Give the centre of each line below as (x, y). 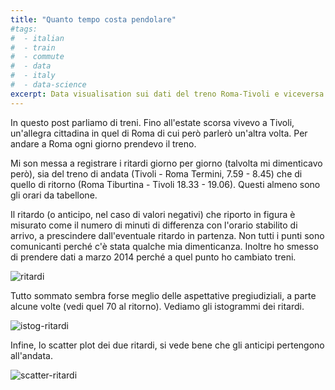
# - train (33, 47)
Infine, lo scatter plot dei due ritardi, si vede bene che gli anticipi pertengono (167, 345)
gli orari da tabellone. (54, 195)
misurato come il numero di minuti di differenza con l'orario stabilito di (154, 225)
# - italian (37, 38)
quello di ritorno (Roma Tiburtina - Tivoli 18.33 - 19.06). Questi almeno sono (165, 184)
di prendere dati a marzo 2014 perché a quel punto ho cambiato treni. (153, 257)
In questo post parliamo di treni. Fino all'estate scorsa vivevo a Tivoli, (152, 122)
